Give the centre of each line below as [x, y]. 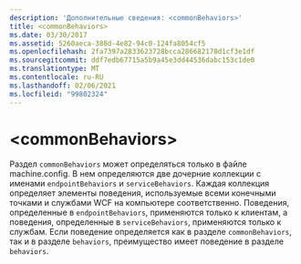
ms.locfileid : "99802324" [58, 94]
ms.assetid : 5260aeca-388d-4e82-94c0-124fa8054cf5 [108, 43]
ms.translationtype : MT [55, 69]
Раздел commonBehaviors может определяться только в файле [129, 164]
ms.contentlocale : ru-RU [57, 77]
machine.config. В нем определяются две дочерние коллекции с [135, 174]
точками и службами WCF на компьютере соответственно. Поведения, [150, 203]
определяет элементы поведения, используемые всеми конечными [143, 193]
